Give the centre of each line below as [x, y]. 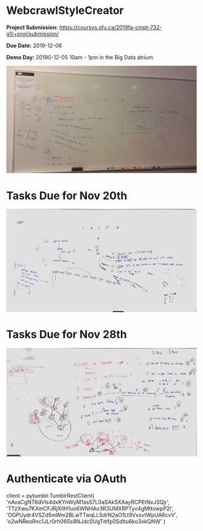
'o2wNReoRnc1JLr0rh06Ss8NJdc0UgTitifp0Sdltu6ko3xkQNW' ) [86, 521]
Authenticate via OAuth [66, 479]
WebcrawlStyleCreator [65, 11]
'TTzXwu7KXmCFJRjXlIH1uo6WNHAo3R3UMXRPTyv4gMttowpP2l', [90, 508]
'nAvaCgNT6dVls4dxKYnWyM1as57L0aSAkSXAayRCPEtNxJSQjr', [88, 502]
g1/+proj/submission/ [33, 33]
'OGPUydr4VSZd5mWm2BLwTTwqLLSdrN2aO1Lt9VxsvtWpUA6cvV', [92, 515]
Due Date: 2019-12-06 [34, 45]
